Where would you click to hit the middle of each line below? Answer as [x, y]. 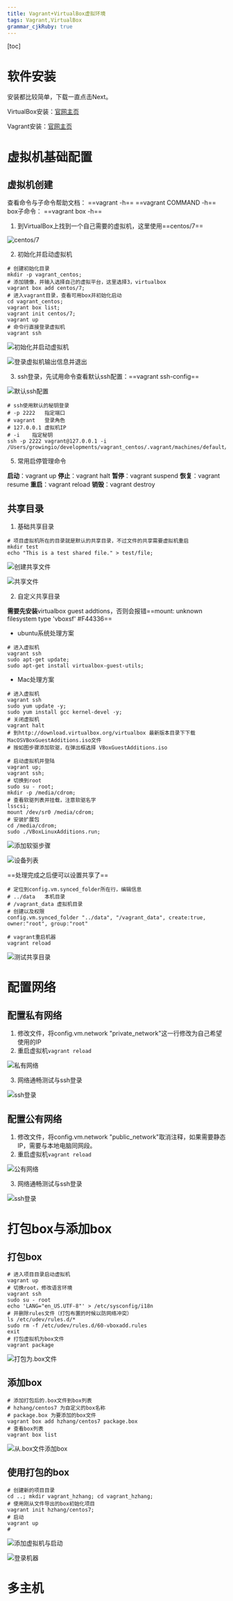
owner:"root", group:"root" [48, 924]
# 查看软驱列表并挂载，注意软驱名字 [52, 800]
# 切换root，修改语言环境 [40, 1287]
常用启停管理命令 [42, 461]
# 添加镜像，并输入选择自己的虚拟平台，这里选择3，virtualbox [87, 282]
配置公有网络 [35, 1119]
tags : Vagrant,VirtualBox [44, 20]
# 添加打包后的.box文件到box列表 [50, 1401]
